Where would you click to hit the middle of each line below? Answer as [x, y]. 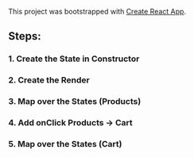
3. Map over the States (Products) [75, 101]
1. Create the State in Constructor [74, 59]
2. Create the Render [49, 80]
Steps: [25, 36]
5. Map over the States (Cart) [65, 144]
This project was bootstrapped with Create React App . [97, 11]
